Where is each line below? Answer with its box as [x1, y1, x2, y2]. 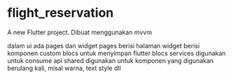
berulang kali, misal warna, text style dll [7, 64, 121, 72]
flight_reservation [7, 5, 114, 21]
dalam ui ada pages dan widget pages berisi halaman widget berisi [7, 41, 200, 50]
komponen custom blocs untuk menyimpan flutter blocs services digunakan [7, 49, 226, 57]
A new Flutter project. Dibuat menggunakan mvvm [7, 28, 153, 36]
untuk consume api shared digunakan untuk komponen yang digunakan [7, 56, 214, 64]
